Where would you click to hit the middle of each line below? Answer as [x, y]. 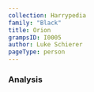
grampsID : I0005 [35, 37]
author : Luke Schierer [45, 45]
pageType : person [37, 52]
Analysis [26, 79]
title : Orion [30, 30]
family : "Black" [35, 23]
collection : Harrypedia [47, 15]
